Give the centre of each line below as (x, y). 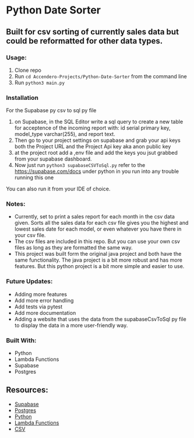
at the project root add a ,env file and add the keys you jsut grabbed (96, 153)
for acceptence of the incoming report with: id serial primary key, (92, 128)
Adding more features (40, 294)
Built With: (21, 340)
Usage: (17, 57)
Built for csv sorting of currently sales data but (93, 32)
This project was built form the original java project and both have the (98, 254)
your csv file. (30, 235)
